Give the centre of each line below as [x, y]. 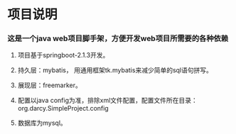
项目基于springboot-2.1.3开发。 [63, 55]
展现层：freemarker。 [49, 85]
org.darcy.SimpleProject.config [63, 108]
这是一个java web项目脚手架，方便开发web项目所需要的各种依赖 [118, 38]
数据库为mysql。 [42, 123]
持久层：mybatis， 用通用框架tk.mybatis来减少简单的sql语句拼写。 [115, 70]
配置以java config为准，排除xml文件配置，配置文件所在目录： [107, 101]
